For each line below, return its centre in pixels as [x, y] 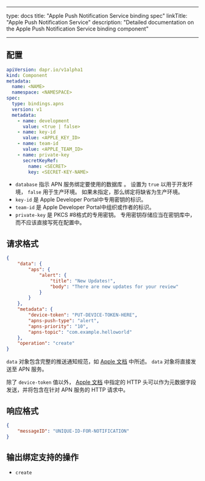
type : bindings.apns [38, 104]
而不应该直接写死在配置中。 [50, 222]
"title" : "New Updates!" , [83, 281]
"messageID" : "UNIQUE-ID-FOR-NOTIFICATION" [74, 431]
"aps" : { [39, 270]
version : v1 [27, 109]
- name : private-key [43, 155]
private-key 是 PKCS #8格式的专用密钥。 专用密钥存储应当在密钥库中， [105, 215]
